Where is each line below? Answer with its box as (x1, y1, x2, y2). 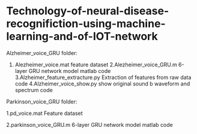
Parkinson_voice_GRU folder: (6, 98, 77, 105)
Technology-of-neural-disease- (6, 4, 169, 18)
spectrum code (14, 86, 53, 93)
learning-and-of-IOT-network (6, 30, 158, 43)
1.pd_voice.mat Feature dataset (6, 109, 83, 117)
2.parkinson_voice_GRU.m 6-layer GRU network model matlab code (6, 121, 173, 128)
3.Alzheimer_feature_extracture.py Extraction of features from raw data (14, 74, 192, 81)
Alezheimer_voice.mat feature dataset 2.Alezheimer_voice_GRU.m (14, 61, 177, 68)
